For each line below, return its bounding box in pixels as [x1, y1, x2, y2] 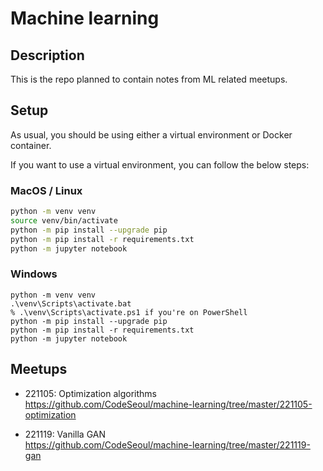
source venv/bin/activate [10, 215, 118, 226]
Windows [10, 267, 58, 281]
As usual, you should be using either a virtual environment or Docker [10, 128, 293, 141]
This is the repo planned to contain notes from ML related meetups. [10, 73, 288, 85]
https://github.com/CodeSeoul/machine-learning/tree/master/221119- [24, 438, 311, 451]
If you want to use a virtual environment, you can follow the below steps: [10, 158, 310, 171]
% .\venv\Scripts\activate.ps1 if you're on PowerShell [10, 307, 248, 317]
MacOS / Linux [10, 183, 83, 197]
